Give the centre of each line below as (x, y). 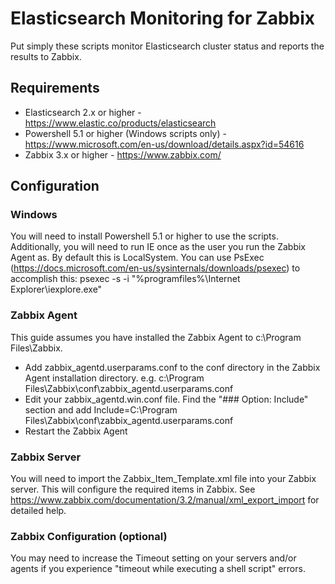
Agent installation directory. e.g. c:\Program (114, 378)
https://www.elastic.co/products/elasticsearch (120, 123)
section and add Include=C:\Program (101, 409)
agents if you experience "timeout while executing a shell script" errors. (158, 569)
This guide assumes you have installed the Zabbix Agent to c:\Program (156, 337)
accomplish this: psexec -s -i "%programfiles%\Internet (125, 279)
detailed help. (38, 511)
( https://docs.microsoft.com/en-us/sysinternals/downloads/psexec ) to (155, 268)
